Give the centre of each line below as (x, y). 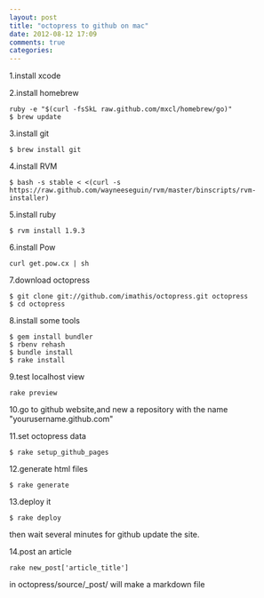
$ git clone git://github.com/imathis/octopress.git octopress (129, 297)
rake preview (33, 393)
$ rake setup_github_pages (59, 453)
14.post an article (41, 552)
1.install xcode (35, 76)
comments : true (37, 42)
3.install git (29, 133)
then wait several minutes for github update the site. (104, 535)
